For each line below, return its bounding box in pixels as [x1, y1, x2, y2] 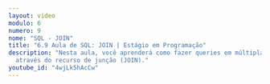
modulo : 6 [8, 19, 42, 27]
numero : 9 [8, 26, 42, 34]
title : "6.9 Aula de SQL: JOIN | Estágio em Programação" [8, 42, 207, 50]
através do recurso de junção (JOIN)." [15, 57, 149, 65]
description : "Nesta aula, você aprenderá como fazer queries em [8, 49, 231, 57]
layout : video [8, 11, 56, 20]
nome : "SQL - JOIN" [8, 34, 74, 42]
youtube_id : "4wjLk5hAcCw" [8, 64, 99, 72]
